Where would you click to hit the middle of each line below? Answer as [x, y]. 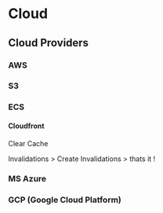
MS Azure [27, 179]
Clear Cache [28, 143]
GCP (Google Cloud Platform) [65, 200]
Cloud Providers [48, 43]
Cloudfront [26, 126]
